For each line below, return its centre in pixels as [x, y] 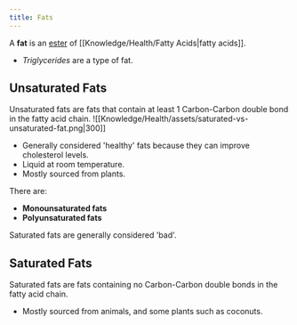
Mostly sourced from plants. [74, 174]
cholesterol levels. [55, 155]
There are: [28, 191]
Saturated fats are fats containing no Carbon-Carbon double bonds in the [144, 285]
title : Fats [31, 17]
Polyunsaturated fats [62, 218]
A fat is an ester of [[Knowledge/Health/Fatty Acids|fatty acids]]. [128, 43]
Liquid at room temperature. [73, 165]
